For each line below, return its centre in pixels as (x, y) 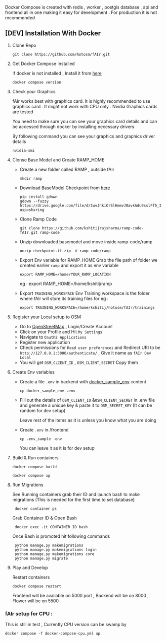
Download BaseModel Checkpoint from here (65, 188)
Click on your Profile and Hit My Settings (61, 332)
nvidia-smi (23, 150)
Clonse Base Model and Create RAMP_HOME (58, 160)
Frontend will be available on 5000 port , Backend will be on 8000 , (81, 595)
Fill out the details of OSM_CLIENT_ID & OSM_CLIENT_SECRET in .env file (87, 400)
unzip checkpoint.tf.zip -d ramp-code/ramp (65, 251)
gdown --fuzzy (34, 201)
